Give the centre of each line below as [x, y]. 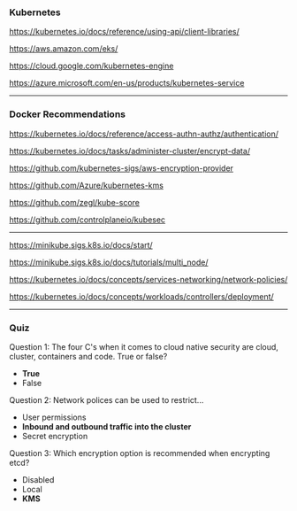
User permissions [54, 417]
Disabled [38, 479]
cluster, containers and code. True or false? [88, 356]
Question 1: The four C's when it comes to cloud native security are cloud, [144, 346]
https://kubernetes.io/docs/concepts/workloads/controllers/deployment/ [141, 296]
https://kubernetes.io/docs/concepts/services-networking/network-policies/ [148, 279]
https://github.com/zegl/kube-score [74, 202]
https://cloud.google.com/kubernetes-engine [91, 66]
